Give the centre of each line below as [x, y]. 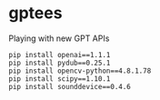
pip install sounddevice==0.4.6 [70, 86]
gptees [35, 13]
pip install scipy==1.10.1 [60, 79]
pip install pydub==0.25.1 [60, 63]
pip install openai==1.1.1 [60, 55]
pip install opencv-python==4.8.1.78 [80, 71]
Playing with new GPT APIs [59, 38]
